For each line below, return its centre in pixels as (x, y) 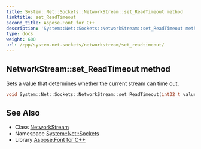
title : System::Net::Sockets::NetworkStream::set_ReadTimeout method (95, 12)
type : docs (20, 34)
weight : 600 (21, 39)
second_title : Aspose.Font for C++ (51, 23)
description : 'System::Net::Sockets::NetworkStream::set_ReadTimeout (95, 28)
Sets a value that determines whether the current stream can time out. (93, 83)
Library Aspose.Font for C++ (50, 140)
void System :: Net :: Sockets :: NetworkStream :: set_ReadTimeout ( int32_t (93, 94)
